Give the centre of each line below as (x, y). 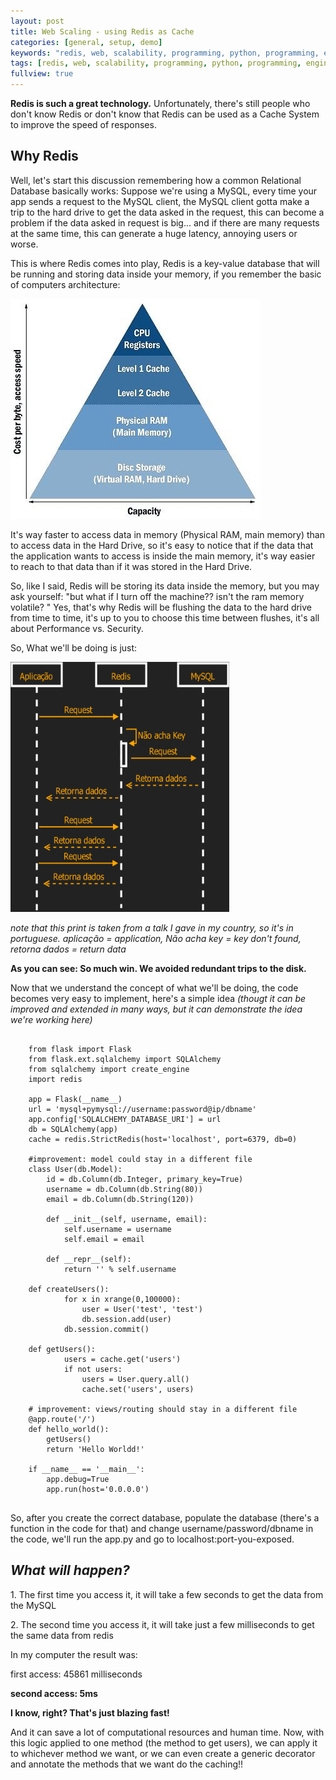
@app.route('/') (62, 1419)
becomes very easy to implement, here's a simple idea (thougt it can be (158, 998)
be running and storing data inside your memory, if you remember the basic (166, 274)
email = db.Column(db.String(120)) (120, 1199)
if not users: (93, 1369)
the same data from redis (62, 1635)
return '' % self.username (120, 1269)
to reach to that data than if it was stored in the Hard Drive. (131, 566)
